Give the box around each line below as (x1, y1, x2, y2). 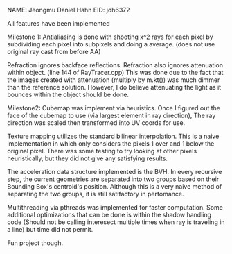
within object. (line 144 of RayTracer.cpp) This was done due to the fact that (7, 69, 224, 76)
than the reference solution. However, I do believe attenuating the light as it (7, 83, 222, 91)
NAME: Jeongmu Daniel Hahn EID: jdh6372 (7, 6, 130, 14)
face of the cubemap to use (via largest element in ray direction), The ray (7, 111, 216, 119)
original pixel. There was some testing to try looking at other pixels (7, 147, 197, 155)
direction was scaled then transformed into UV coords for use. (7, 119, 186, 127)
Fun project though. (7, 239, 64, 247)
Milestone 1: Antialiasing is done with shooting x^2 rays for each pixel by (7, 33, 213, 41)
